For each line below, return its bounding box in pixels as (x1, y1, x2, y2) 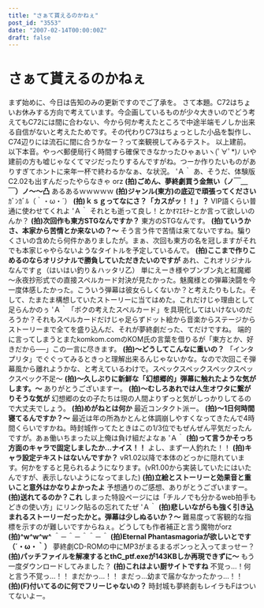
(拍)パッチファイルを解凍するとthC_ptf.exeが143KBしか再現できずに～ (8, 552, 240, 561)
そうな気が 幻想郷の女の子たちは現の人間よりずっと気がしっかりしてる (14, 394, 245, 403)
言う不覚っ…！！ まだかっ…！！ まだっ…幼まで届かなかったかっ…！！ (14, 572, 244, 581)
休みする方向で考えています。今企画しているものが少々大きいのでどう (21, 107, 249, 117)
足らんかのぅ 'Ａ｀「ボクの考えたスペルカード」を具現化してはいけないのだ (8, 305, 254, 314)
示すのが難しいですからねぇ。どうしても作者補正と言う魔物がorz (21, 522, 232, 531)
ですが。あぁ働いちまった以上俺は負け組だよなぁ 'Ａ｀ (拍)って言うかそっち (8, 433, 254, 443)
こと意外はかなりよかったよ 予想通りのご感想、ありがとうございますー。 (14, 482, 252, 492)
